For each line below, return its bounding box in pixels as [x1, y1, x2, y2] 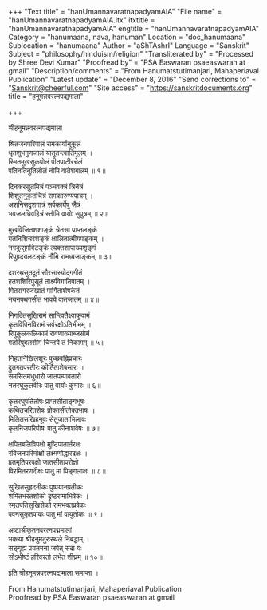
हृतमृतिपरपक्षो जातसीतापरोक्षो [8, 457, 79, 466]
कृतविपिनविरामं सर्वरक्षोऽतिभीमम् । [8, 319, 92, 329]
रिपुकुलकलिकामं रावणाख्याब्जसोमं [8, 329, 90, 338]
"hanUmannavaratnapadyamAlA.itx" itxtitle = [8, 15, 155, 25]
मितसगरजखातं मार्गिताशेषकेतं [8, 286, 80, 295]
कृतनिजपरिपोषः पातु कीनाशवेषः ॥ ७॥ [8, 423, 101, 433]
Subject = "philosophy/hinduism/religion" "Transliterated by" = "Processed [8, 50, 253, 58]
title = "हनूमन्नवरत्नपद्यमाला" [8, 92, 84, 101]
